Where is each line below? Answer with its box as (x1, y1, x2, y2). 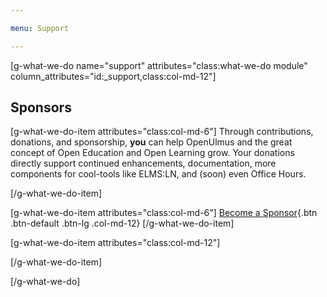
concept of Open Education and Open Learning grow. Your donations (10, 147, 295, 159)
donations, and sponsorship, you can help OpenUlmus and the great (10, 136, 293, 148)
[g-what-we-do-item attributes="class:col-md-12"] (10, 237, 221, 249)
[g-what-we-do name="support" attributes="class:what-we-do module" (10, 59, 308, 71)
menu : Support (10, 23, 70, 33)
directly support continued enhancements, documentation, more (10, 157, 277, 170)
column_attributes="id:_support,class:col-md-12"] (10, 70, 217, 82)
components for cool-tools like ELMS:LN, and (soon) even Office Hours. (10, 168, 307, 180)
